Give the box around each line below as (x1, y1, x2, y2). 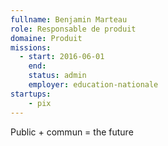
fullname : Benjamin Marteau (10, 14, 128, 25)
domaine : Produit (10, 33, 83, 43)
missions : (10, 42, 52, 53)
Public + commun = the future (10, 126, 134, 138)
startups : (10, 89, 52, 99)
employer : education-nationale (28, 80, 159, 90)
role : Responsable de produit (10, 24, 137, 34)
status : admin (28, 71, 87, 81)
